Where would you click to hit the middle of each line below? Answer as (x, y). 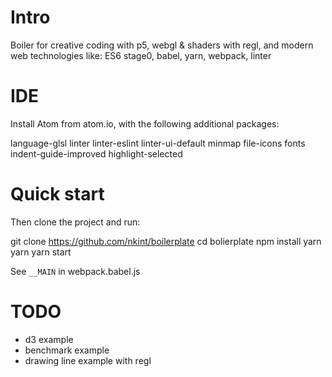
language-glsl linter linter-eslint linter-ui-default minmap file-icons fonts (158, 143)
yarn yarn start (41, 252)
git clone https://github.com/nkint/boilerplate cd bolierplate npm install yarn (166, 241)
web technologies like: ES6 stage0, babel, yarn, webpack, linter (141, 55)
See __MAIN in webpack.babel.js (75, 271)
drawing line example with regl (88, 360)
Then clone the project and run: (75, 222)
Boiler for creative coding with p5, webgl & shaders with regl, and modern (162, 45)
